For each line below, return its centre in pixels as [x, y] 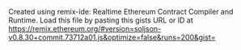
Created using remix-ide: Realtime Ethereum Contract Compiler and [121, 12]
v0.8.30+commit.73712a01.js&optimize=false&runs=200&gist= [112, 37]
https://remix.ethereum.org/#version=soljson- [85, 29]
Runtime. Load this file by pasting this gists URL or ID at [101, 20]
